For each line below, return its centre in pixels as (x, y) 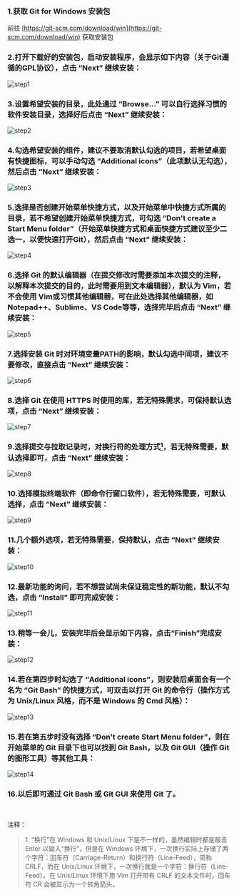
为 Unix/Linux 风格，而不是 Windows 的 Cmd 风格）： (99, 701)
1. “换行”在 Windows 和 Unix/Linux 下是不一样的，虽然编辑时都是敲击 (126, 840)
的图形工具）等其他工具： (51, 758)
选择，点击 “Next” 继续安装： (58, 504)
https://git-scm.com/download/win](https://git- (93, 28)
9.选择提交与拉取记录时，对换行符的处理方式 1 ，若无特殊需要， (115, 446)
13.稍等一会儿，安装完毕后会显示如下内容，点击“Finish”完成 (111, 633)
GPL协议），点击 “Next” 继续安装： (81, 68)
